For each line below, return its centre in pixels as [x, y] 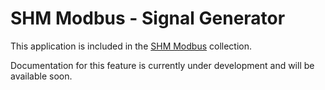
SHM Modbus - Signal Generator [148, 18]
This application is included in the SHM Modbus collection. [131, 46]
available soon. [41, 76]
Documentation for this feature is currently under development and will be [162, 65]
